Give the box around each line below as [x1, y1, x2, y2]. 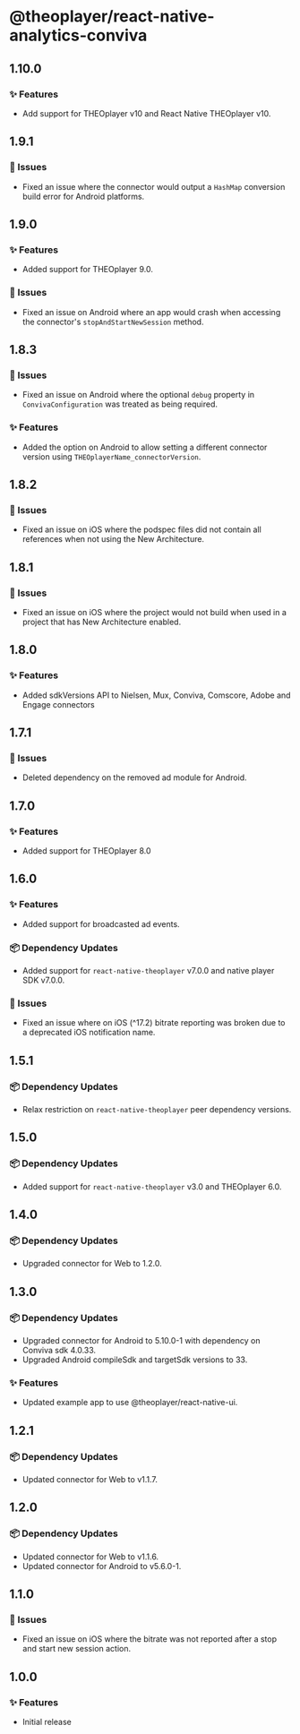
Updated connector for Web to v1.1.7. [21, 1473, 159, 1484]
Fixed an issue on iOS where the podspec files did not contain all [21, 524, 261, 535]
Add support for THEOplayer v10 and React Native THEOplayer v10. [21, 107, 271, 118]
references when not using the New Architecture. [21, 534, 204, 545]
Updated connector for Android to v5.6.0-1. [21, 1560, 182, 1571]
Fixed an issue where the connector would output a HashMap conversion [21, 181, 286, 192]
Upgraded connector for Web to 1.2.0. [21, 1258, 163, 1269]
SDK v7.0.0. [21, 974, 65, 985]
